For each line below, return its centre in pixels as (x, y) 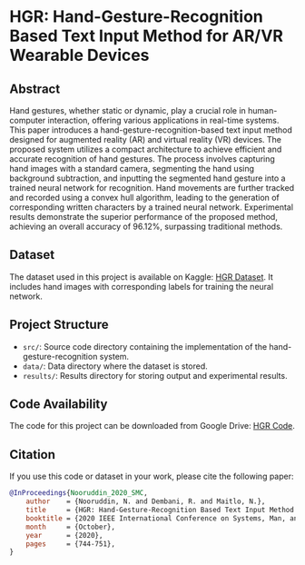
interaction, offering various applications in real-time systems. (163, 120)
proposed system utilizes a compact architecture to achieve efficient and (146, 149)
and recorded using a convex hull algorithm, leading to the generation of (144, 198)
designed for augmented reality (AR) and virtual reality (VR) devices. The (146, 139)
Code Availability (59, 405)
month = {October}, (71, 527)
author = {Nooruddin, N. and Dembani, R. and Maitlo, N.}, (146, 501)
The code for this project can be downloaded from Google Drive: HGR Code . (152, 426)
